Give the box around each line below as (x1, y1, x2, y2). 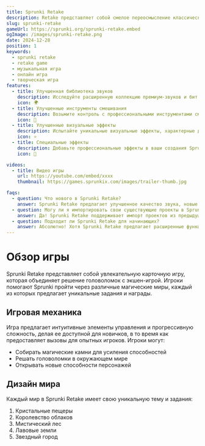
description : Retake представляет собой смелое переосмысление (6, 15, 171, 21)
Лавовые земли (15, 426, 57, 434)
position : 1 (6, 43, 37, 49)
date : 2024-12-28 (6, 37, 51, 43)
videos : (6, 162, 26, 168)
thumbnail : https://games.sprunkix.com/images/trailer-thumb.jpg (17, 179, 187, 185)
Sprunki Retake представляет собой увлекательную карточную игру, (6, 270, 185, 278)
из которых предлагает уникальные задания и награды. (6, 290, 153, 297)
